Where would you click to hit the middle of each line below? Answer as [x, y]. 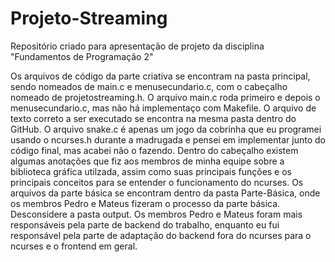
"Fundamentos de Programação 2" [82, 56]
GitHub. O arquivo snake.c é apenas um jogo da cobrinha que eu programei [166, 129]
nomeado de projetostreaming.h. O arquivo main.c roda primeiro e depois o [165, 97]
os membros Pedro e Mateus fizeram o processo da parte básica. [145, 203]
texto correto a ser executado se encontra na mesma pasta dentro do [153, 118]
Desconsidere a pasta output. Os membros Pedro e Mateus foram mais [156, 214]
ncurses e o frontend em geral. [74, 246]
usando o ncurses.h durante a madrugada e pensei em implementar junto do [168, 139]
